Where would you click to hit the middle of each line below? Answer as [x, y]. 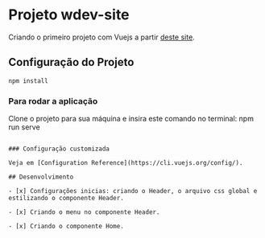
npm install [28, 81]
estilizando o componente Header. [66, 199]
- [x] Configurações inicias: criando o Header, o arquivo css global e [133, 191]
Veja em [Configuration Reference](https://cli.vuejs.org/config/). [126, 163]
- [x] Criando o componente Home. [66, 227]
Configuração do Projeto [71, 62]
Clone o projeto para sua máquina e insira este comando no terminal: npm [131, 119]
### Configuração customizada [59, 149]
